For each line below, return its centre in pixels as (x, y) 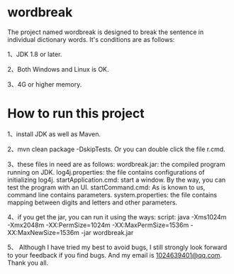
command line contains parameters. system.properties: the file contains (112, 194)
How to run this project (76, 114)
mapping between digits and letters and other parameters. (93, 202)
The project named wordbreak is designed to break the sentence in (106, 32)
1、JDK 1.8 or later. (35, 54)
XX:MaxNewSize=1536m (44, 232)
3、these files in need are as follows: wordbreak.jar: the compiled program (116, 164)
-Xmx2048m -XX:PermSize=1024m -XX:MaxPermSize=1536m (98, 225)
